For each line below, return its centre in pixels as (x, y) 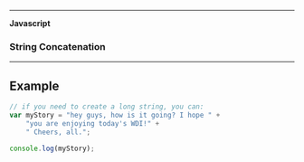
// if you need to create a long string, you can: (107, 107)
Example (34, 86)
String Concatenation (57, 46)
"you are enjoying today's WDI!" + (93, 123)
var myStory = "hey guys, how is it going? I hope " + (115, 115)
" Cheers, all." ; (58, 132)
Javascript (30, 23)
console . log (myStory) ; (52, 148)
